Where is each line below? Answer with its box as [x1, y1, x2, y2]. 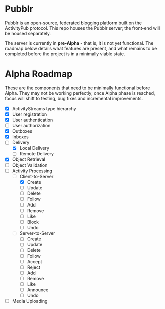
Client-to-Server [19, 173, 54, 179]
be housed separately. [5, 30, 51, 36]
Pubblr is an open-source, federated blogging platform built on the [5, 20, 142, 26]
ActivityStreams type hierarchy [12, 105, 76, 111]
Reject [27, 264, 41, 270]
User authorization [12, 123, 51, 129]
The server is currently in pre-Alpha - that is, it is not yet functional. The [5, 40, 154, 46]
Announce [27, 287, 49, 293]
